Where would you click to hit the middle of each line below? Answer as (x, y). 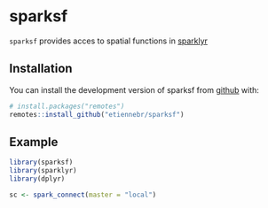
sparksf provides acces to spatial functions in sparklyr (109, 41)
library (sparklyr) (43, 171)
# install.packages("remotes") (67, 106)
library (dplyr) (37, 179)
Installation (41, 69)
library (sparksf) (41, 162)
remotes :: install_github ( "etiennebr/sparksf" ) (97, 114)
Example (34, 142)
